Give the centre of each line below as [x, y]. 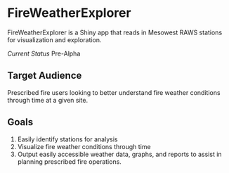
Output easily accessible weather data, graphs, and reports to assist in [120, 154]
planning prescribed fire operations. [69, 161]
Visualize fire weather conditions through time [84, 146]
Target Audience [45, 76]
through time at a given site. [48, 100]
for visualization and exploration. [54, 39]
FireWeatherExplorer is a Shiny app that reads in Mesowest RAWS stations [115, 32]
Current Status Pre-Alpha [44, 53]
